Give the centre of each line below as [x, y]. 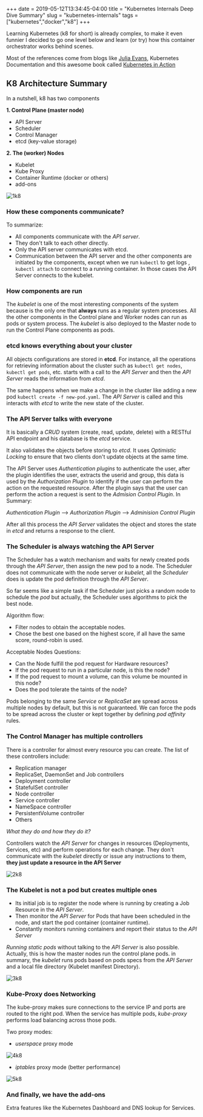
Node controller [35, 794]
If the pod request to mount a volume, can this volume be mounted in [101, 677]
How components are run [45, 291]
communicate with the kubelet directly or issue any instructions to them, [96, 856]
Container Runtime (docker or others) [62, 177]
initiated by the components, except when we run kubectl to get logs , [102, 262]
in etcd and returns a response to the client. [61, 531]
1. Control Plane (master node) [45, 110]
